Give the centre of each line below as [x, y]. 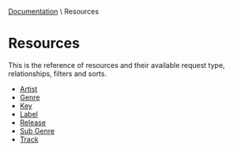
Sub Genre [37, 130]
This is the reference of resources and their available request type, [116, 65]
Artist [28, 89]
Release [32, 123]
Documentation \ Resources [54, 11]
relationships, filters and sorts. [58, 74]
